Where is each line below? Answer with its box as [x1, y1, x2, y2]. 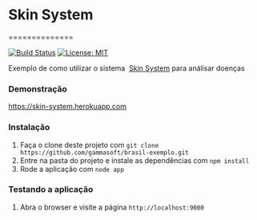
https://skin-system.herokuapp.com [8, 102, 126, 112]
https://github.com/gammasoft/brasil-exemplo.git [19, 149, 190, 157]
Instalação [8, 122, 50, 133]
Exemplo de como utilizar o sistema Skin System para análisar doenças [8, 63, 246, 73]
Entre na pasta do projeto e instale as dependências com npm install [19, 155, 250, 165]
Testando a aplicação [8, 184, 94, 195]
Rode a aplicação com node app [19, 164, 124, 173]
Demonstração [8, 83, 68, 94]
